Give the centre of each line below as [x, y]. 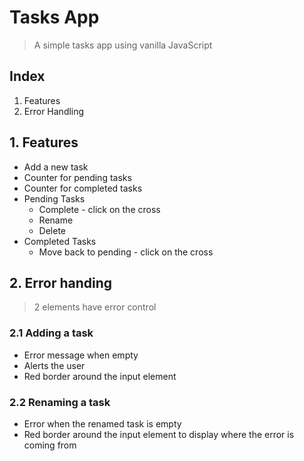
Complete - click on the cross [99, 209]
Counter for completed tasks [83, 188]
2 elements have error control [95, 307]
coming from [50, 445]
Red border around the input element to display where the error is [159, 434]
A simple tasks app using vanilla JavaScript [123, 45]
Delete [52, 230]
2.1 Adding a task [51, 333]
